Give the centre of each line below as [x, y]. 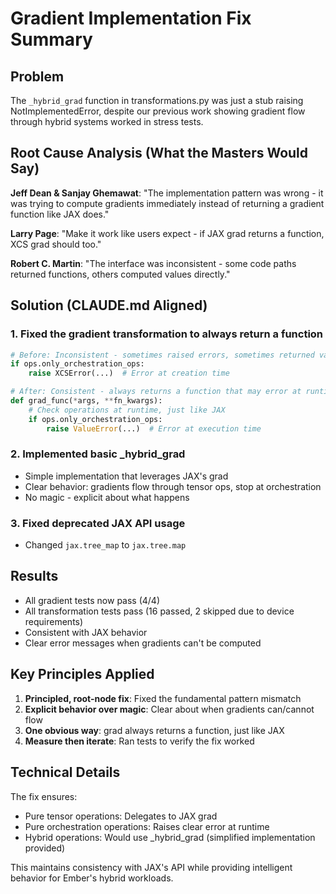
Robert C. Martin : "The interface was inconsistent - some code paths [153, 263]
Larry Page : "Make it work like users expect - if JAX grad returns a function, [167, 233]
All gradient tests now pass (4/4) [92, 600]
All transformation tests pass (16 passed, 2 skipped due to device [159, 611]
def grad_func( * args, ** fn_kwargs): [86, 401]
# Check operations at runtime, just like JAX [127, 410]
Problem [37, 76]
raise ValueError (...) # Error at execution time [154, 428]
